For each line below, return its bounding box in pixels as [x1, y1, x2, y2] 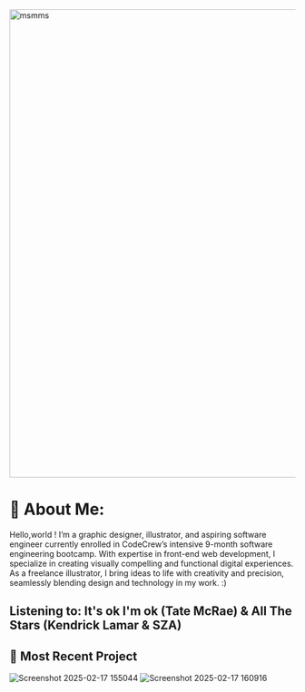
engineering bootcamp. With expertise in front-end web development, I [9, 548, 275, 559]
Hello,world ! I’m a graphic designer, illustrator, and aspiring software [9, 529, 267, 540]
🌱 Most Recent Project [9, 648, 138, 664]
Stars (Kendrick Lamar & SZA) [9, 618, 182, 633]
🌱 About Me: [9, 499, 105, 520]
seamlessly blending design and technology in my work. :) [9, 577, 227, 588]
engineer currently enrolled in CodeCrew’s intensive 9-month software [9, 539, 273, 550]
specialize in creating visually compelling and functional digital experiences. [9, 558, 294, 569]
